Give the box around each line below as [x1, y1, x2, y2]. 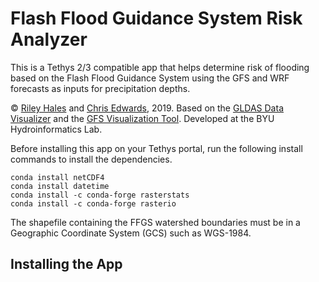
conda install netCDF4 [10, 172, 105, 182]
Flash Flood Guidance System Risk [10, 7, 303, 30]
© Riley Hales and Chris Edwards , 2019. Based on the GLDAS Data [10, 102, 284, 114]
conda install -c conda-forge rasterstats [10, 190, 190, 200]
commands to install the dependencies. [10, 153, 173, 165]
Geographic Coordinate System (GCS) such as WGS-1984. [10, 227, 252, 239]
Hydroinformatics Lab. [10, 123, 103, 135]
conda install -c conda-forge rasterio [10, 198, 177, 209]
